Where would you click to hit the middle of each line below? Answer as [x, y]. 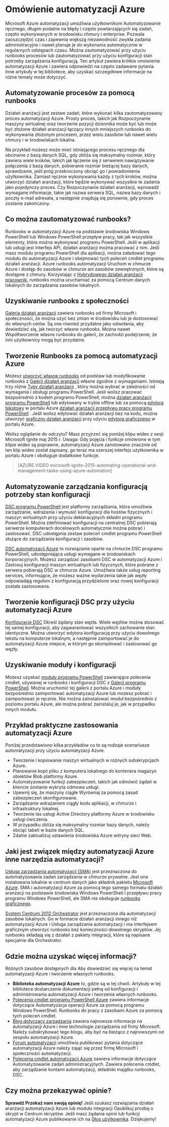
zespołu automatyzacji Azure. [43, 1038]
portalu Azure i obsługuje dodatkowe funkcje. [52, 455]
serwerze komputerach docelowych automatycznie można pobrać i [75, 528]
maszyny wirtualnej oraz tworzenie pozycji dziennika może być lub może [81, 124]
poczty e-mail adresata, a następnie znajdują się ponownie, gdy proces [79, 198]
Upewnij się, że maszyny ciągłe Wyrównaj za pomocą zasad [75, 792]
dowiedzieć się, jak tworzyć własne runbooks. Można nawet [68, 329]
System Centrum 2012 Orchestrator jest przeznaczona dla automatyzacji [81, 914]
